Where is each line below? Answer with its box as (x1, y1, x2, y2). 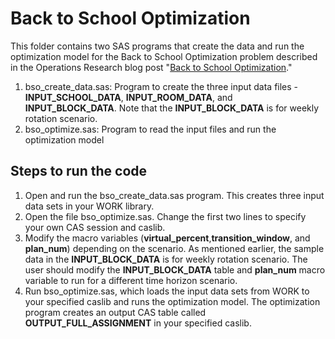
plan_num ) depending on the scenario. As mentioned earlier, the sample (24, 242, 325, 254)
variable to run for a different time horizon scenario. (24, 274, 238, 286)
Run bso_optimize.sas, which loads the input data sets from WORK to (24, 285, 310, 297)
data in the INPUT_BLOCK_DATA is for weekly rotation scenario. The (24, 253, 308, 265)
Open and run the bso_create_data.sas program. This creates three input (24, 189, 325, 201)
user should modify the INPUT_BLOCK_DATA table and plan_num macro (24, 263, 326, 276)
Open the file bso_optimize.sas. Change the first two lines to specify (24, 210, 307, 222)
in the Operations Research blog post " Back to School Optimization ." (10, 61, 293, 73)
